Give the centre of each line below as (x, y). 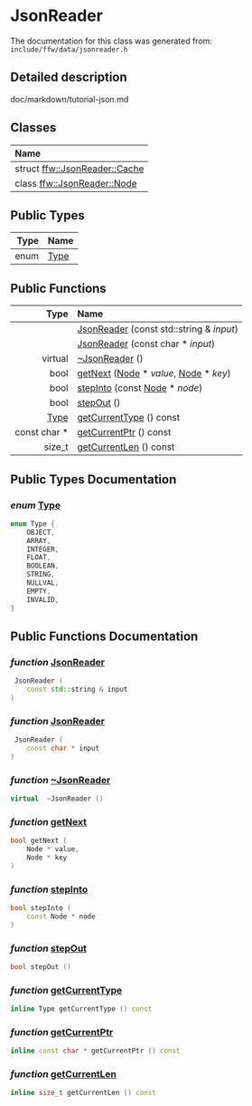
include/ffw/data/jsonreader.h (69, 49)
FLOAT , (39, 558)
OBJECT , (41, 532)
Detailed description (69, 78)
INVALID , (43, 599)
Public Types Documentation (93, 479)
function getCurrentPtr (62, 1032)
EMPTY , (39, 591)
